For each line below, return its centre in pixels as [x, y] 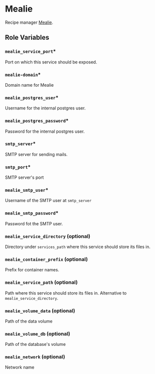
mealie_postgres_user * [32, 97]
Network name [20, 367]
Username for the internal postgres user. [45, 108]
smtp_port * [18, 167]
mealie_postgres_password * [37, 121]
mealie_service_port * [31, 51]
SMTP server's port [25, 177]
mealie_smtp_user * [27, 190]
